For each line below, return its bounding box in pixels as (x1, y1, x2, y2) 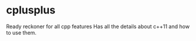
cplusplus (6, 4, 56, 17)
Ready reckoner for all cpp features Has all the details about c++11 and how (6, 23, 190, 30)
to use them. (6, 29, 37, 36)
